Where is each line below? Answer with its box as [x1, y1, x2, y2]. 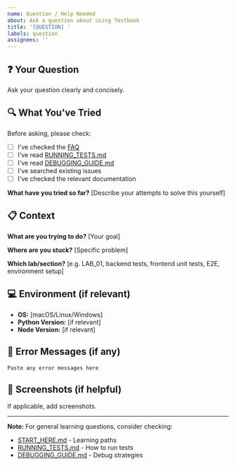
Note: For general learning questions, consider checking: [7, 422, 173, 431]
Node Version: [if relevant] [17, 325, 96, 334]
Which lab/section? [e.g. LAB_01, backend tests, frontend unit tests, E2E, [7, 259, 220, 267]
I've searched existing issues [17, 166, 102, 175]
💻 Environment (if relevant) [7, 288, 131, 300]
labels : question [7, 30, 58, 37]
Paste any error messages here [7, 364, 99, 372]
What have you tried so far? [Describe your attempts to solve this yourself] [7, 189, 226, 197]
